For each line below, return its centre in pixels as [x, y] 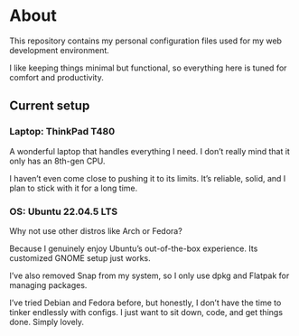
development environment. [60, 50]
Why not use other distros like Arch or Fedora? [96, 230]
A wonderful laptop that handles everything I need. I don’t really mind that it [150, 151]
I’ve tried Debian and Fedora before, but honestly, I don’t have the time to [145, 303]
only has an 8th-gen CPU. [57, 161]
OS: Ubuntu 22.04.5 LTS [64, 211]
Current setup [50, 106]
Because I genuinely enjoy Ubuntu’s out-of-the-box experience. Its [134, 248]
